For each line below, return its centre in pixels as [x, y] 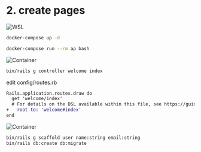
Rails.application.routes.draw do [49, 93]
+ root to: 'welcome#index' [44, 110]
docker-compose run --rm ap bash [48, 48]
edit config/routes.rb [32, 82]
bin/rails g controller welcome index [54, 71]
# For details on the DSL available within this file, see [87, 104]
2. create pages [46, 10]
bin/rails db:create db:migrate [46, 143]
